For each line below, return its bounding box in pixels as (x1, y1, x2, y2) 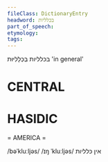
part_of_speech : (7, 23, 54, 30)
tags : (7, 36, 23, 43)
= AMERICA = (7, 134, 46, 142)
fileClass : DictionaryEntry (7, 10, 89, 17)
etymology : (7, 29, 39, 37)
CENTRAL (7, 79, 65, 95)
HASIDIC (7, 111, 58, 127)
